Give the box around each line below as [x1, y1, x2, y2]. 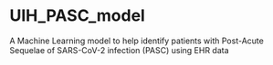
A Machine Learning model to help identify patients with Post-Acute [9, 35, 265, 46]
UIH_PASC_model [9, 5, 146, 26]
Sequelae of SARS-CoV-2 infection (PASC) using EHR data [9, 44, 230, 55]
